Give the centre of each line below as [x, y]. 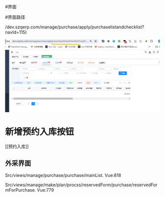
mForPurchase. [20, 190]
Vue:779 [45, 190]
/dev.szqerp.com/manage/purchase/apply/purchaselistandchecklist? [75, 27]
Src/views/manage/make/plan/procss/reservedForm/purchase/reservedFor [81, 185]
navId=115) [16, 32]
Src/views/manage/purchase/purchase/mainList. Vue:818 [63, 175]
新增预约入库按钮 [40, 132]
